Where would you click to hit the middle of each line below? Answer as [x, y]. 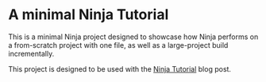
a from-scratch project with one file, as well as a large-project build [118, 45]
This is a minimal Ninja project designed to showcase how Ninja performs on [133, 37]
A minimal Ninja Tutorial [89, 15]
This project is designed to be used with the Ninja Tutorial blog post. [120, 68]
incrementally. [31, 53]
